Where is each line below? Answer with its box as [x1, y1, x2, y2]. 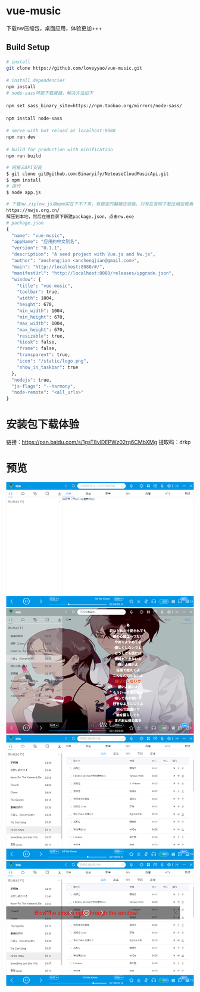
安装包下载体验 [6, 418, 80, 431]
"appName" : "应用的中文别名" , [11, 239, 80, 245]
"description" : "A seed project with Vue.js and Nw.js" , [11, 251, 156, 257]
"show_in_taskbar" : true [17, 364, 79, 370]
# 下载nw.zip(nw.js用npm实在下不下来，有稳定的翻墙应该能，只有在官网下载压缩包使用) [6, 201, 196, 207]
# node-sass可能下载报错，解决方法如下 [6, 91, 93, 96]
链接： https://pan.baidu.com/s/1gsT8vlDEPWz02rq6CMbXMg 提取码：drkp [6, 439, 191, 446]
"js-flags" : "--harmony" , [11, 383, 76, 389]
